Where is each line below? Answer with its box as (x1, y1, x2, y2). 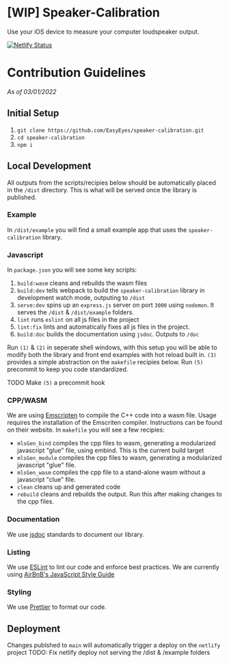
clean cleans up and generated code (16, 482, 121, 491)
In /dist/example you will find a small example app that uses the (7, 225, 187, 234)
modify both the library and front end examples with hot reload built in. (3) (7, 351, 217, 359)
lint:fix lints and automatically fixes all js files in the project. (16, 323, 190, 331)
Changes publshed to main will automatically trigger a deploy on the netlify (7, 641, 221, 649)
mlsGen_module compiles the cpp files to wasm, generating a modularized (16, 454, 222, 462)
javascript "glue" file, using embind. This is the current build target (16, 446, 204, 454)
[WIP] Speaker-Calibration (7, 5, 161, 21)
